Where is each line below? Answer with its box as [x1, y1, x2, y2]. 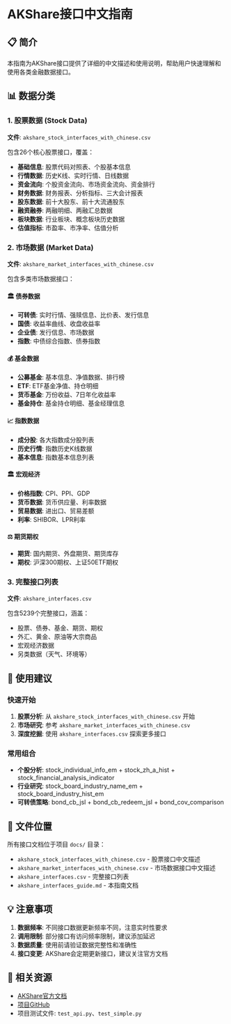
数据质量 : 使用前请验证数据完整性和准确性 [17, 940, 137, 949]
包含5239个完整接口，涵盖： [7, 609, 90, 617]
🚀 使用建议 [7, 672, 52, 684]
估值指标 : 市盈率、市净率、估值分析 [17, 224, 119, 232]
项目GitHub [17, 1000, 50, 1009]
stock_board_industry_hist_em [17, 790, 104, 798]
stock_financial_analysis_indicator [17, 774, 115, 782]
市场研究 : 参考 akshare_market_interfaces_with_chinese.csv [17, 720, 191, 729]
